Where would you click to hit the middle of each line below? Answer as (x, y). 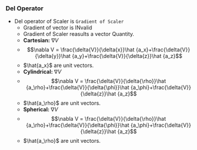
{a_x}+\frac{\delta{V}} (163, 50)
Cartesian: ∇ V (41, 41)
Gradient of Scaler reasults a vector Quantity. (79, 34)
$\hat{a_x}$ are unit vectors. (58, 65)
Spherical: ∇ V (41, 109)
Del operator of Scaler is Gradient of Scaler (69, 22)
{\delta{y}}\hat (53, 56)
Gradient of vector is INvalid (58, 27)
